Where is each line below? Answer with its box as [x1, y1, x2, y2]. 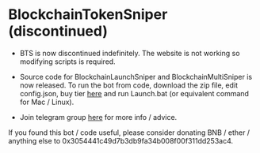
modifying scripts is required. [19, 57, 117, 66]
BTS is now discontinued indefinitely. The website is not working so [19, 48, 240, 58]
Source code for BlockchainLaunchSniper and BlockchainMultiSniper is [19, 72, 252, 81]
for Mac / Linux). [19, 97, 75, 106]
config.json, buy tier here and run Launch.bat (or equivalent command [19, 88, 250, 98]
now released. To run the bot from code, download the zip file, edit [19, 80, 238, 90]
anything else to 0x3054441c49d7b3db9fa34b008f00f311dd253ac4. [8, 136, 234, 145]
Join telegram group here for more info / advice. [19, 112, 178, 121]
